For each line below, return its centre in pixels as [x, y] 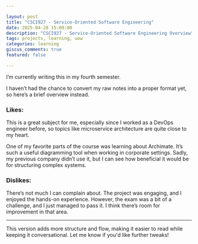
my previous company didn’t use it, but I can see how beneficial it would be [98, 159]
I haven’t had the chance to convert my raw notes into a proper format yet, [96, 88]
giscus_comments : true [34, 50]
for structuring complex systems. [46, 165]
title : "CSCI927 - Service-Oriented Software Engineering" [80, 22]
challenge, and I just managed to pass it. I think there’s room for [83, 206]
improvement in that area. [37, 212]
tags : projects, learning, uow [44, 39]
